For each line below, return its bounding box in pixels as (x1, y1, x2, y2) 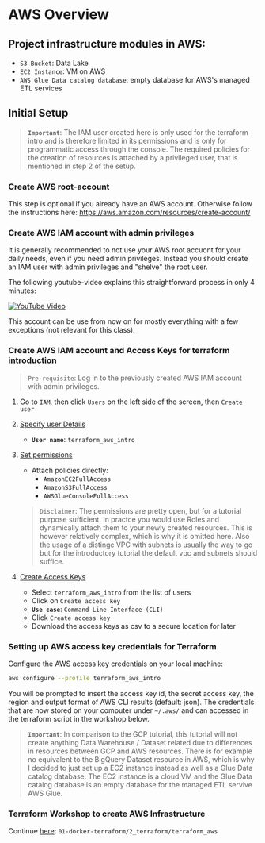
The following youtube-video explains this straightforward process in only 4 (8, 278, 256, 287)
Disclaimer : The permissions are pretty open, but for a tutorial (39, 506, 242, 515)
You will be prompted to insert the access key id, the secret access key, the (8, 688, 255, 698)
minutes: (8, 286, 37, 295)
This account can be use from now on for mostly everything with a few (8, 317, 239, 326)
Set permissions (19, 450, 73, 460)
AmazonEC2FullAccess (43, 475, 112, 483)
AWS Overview (8, 6, 109, 24)
